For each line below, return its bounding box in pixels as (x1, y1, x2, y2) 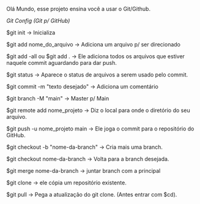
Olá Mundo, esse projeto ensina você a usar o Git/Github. (6, 6, 151, 12)
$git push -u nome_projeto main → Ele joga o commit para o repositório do (6, 125, 194, 132)
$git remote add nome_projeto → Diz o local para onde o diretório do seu (6, 107, 191, 114)
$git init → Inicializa (6, 29, 56, 36)
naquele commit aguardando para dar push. (6, 59, 117, 66)
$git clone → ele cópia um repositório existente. (6, 179, 127, 186)
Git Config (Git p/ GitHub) (6, 17, 70, 24)
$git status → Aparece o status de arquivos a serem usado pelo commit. (6, 71, 188, 78)
